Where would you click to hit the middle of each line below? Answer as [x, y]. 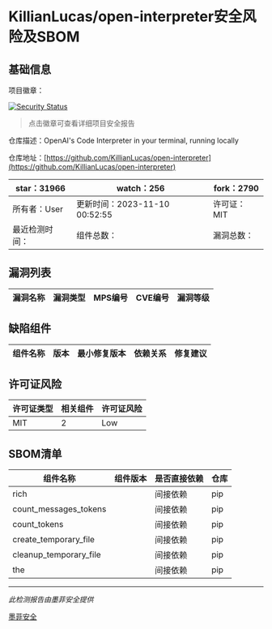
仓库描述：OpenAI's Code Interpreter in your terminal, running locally [123, 140]
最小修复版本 [102, 353]
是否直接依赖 [179, 479]
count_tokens [38, 524]
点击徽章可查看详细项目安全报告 [81, 123]
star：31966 [40, 188]
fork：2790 [236, 188]
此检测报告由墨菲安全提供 [51, 600]
